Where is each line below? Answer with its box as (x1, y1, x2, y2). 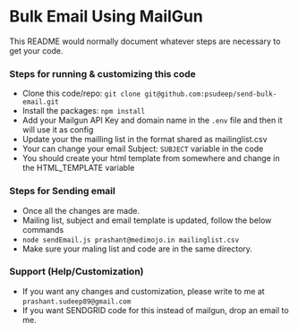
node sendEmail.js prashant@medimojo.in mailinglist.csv (21, 235, 240, 244)
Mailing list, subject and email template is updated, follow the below (21, 215, 272, 226)
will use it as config (21, 124, 94, 135)
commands (21, 224, 64, 234)
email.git (21, 98, 60, 106)
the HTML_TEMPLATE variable (21, 163, 135, 174)
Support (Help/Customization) (9, 266, 144, 278)
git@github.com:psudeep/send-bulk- (144, 89, 277, 99)
